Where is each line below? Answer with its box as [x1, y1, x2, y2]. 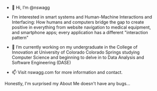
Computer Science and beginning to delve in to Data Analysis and [11, 55, 144, 60]
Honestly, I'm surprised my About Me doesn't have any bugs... [4, 81, 131, 86]
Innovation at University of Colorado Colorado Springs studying [11, 49, 140, 55]
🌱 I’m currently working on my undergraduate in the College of [11, 44, 138, 50]
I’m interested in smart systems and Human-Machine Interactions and [11, 14, 153, 19]
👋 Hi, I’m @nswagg [11, 5, 50, 10]
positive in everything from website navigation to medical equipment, [11, 24, 151, 30]
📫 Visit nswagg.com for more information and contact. [11, 70, 123, 75]
